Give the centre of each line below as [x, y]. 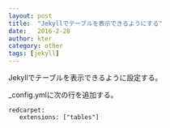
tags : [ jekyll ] [34, 53]
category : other [36, 46]
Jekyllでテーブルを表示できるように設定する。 [85, 77]
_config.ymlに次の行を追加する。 [63, 95]
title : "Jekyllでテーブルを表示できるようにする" [85, 23]
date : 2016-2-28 [39, 31]
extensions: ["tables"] [59, 117]
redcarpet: [27, 110]
